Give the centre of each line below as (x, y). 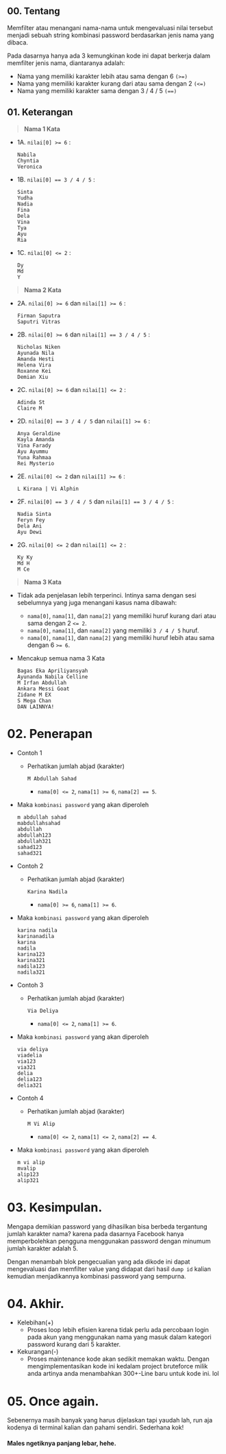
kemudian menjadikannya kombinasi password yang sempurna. (97, 1276)
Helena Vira (34, 365)
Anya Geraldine (39, 433)
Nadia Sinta (34, 514)
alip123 (28, 1174)
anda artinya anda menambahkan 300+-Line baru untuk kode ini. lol (123, 1374)
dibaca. (18, 42)
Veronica (29, 167)
